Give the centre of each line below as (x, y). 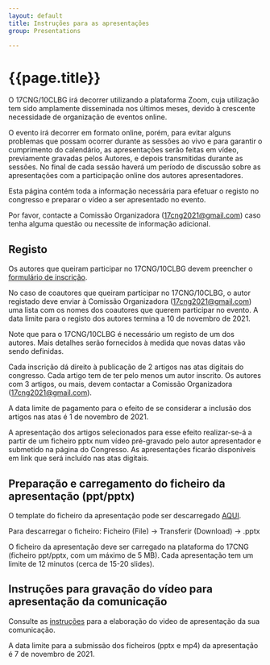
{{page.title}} (54, 78)
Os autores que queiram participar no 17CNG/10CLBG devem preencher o (131, 269)
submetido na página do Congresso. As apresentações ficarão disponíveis (132, 450)
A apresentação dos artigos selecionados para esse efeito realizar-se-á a (130, 433)
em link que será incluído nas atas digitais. (79, 458)
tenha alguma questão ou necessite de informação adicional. (110, 224)
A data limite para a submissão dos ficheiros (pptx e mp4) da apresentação (133, 645)
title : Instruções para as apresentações (79, 23)
